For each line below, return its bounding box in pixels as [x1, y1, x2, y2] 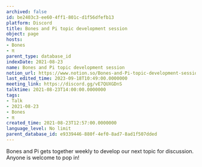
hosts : [6, 37, 23, 42]
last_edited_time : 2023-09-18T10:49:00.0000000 [6, 75, 128, 81]
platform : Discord [6, 20, 52, 26]
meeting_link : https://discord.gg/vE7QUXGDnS [6, 81, 122, 87]
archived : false [6, 8, 47, 15]
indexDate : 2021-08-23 [6, 59, 63, 65]
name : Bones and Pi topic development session [6, 64, 125, 71]
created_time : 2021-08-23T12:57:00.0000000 [6, 120, 117, 126]
